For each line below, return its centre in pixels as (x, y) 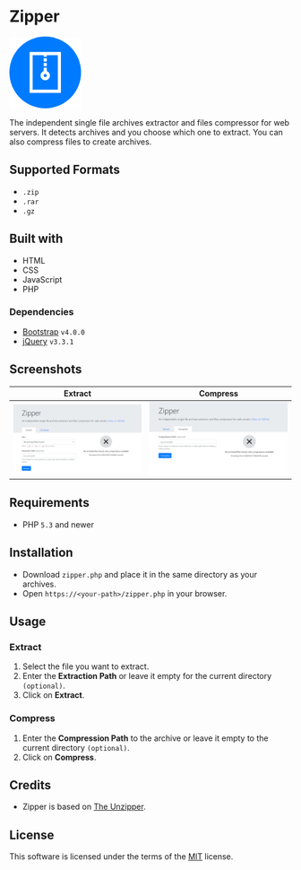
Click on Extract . (53, 695)
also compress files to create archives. (81, 142)
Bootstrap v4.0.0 (53, 331)
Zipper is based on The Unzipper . (84, 807)
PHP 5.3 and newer (58, 524)
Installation (41, 553)
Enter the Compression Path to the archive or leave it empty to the (145, 738)
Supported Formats (65, 170)
